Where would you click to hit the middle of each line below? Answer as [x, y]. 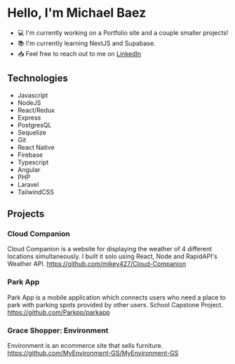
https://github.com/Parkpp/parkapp [59, 312]
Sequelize [32, 132]
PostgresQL [34, 125]
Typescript [33, 162]
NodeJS [29, 102]
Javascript [33, 95]
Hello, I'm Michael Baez [77, 13]
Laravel [28, 184]
